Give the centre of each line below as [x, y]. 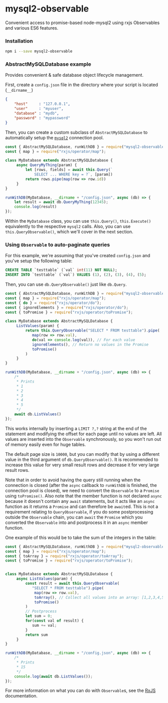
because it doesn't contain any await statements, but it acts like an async [80, 501]
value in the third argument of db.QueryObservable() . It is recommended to [82, 459]
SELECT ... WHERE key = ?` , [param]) [73, 174]
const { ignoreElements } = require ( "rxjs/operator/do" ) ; [67, 307]
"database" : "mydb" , [36, 113]
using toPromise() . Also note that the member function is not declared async [84, 496]
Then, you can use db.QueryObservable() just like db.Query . [66, 284]
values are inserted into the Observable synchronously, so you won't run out [83, 439]
